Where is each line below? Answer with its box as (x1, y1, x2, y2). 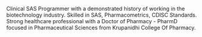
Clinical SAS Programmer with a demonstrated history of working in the (6, 5, 186, 12)
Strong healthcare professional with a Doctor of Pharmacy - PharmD (6, 18, 178, 24)
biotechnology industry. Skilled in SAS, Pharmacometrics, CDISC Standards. (6, 11, 197, 18)
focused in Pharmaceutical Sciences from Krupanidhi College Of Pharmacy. (6, 24, 196, 31)
